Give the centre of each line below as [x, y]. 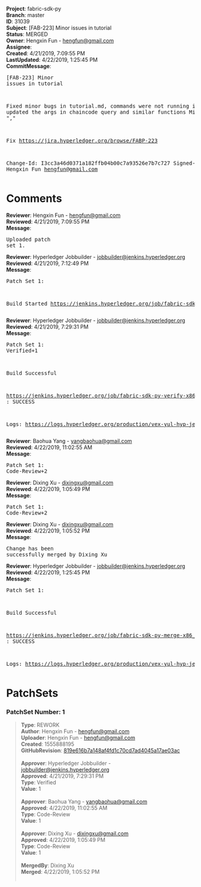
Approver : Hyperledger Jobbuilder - [66, 763]
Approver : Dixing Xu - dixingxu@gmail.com [74, 834]
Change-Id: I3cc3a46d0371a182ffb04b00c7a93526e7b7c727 [88, 163]
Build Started [27, 303]
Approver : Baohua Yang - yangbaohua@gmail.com [84, 802]
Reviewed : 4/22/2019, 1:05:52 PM [48, 531]
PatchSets [32, 693]
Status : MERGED [27, 34]
